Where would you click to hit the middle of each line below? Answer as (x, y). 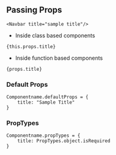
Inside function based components (59, 58)
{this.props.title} (31, 46)
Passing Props (34, 10)
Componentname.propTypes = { (43, 136)
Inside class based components (55, 35)
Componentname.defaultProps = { (47, 97)
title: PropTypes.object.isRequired (64, 141)
